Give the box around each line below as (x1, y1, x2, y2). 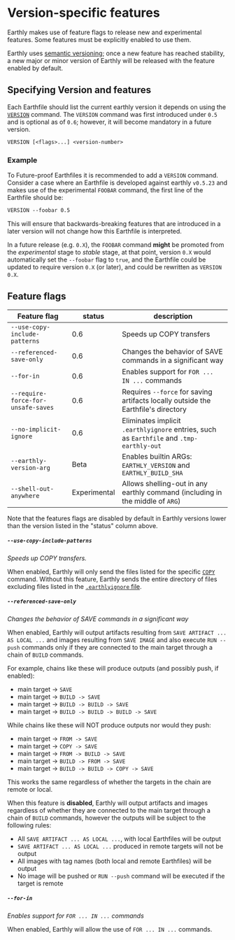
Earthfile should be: (7, 193, 64, 201)
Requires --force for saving (122, 387, 213, 397)
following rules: (7, 820, 52, 829)
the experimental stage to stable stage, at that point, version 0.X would (7, 248, 211, 256)
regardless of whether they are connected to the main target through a (7, 806, 211, 814)
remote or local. (7, 785, 53, 793)
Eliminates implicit (122, 415, 181, 425)
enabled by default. (7, 64, 64, 72)
